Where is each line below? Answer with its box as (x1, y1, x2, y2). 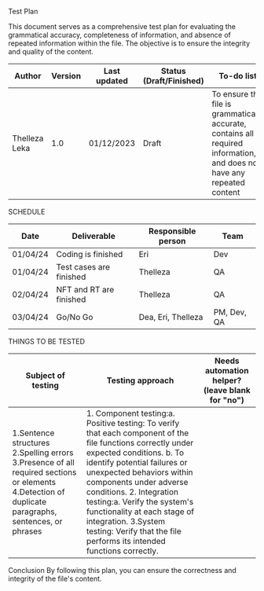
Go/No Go (56, 312, 93, 322)
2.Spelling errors (12, 447, 74, 458)
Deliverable (71, 231, 115, 241)
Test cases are (56, 262, 111, 272)
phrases (12, 526, 42, 537)
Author (14, 71, 42, 81)
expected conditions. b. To (86, 447, 185, 458)
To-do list (218, 71, 258, 81)
